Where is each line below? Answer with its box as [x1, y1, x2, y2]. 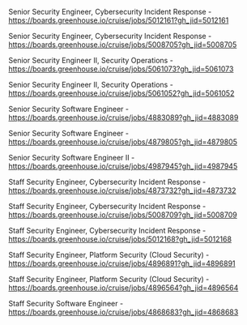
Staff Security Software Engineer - [8, 299, 124, 308]
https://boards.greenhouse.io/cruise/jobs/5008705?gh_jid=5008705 [8, 40, 237, 49]
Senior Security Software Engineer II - [8, 153, 135, 162]
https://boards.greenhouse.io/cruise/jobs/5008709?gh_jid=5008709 [8, 210, 237, 220]
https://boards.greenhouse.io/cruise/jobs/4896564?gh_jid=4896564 [8, 283, 239, 293]
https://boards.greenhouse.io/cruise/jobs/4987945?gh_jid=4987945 [8, 161, 238, 171]
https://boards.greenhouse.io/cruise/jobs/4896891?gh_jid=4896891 [8, 259, 236, 268]
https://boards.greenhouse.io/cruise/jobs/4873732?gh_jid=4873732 [8, 186, 236, 195]
